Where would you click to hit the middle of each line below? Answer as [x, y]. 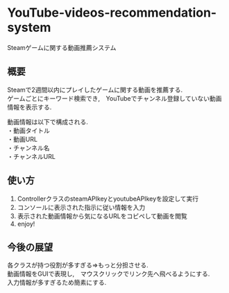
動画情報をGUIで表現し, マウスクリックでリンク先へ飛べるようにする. [109, 274]
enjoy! [26, 224]
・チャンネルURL [31, 156]
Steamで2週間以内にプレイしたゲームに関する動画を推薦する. [95, 90]
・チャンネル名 [28, 148]
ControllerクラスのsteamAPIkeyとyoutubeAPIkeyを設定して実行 [108, 199]
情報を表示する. [29, 107]
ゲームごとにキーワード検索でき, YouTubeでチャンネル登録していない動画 [114, 98]
